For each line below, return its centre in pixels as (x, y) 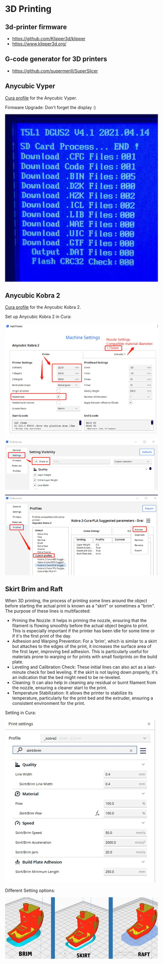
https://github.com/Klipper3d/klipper (49, 38)
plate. (18, 662)
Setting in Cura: (21, 713)
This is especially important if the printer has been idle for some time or (83, 631)
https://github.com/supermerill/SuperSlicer (55, 71)
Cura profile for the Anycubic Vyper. (41, 98)
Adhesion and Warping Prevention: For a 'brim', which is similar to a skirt (84, 641)
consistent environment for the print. (49, 703)
